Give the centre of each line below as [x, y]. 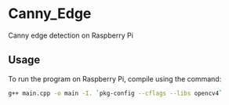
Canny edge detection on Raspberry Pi [71, 35]
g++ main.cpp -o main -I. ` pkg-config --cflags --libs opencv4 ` [115, 93]
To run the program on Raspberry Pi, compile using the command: [115, 78]
